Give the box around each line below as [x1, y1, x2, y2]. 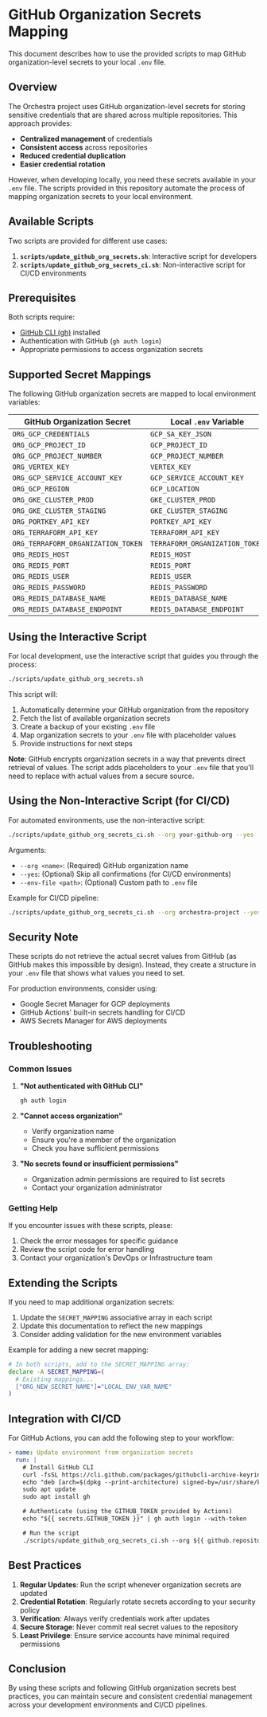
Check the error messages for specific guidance [19, 1236, 179, 1246]
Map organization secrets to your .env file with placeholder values [19, 730, 237, 740]
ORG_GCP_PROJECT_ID [12, 440, 86, 450]
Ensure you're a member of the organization [31, 1135, 176, 1144]
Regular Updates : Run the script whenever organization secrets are [19, 1579, 242, 1590]
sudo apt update [22, 1485, 77, 1494]
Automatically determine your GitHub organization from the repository [19, 705, 249, 714]
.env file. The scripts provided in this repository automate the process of [8, 183, 246, 193]
